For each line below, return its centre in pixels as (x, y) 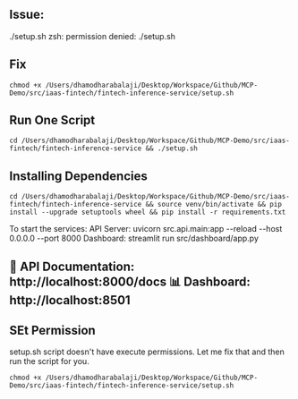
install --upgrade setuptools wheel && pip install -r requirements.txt (148, 212)
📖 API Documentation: (72, 266)
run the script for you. (49, 361)
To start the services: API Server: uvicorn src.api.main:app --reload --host (146, 229)
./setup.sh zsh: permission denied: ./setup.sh (93, 36)
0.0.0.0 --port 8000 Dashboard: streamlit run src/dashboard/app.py (134, 238)
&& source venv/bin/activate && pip (213, 205)
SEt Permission (52, 331)
